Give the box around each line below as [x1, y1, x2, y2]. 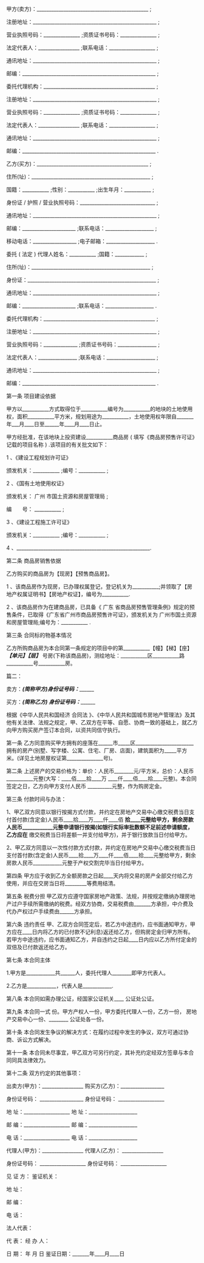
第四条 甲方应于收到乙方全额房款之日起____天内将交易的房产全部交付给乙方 [6, 872, 193, 879]
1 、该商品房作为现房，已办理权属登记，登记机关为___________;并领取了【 [6, 583, 188, 590]
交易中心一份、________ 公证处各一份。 [11, 1016, 107, 1023]
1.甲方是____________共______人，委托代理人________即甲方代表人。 [6, 969, 169, 976]
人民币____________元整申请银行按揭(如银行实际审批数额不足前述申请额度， [6, 823, 193, 831]
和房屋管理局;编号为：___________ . [6, 619, 91, 625]
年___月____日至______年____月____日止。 [6, 421, 106, 427]
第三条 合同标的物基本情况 [6, 631, 72, 639]
